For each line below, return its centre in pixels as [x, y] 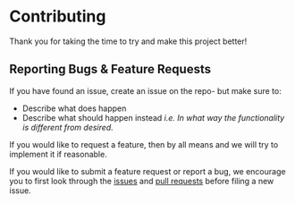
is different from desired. [67, 127]
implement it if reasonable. [58, 154]
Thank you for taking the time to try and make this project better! [128, 41]
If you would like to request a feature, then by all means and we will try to [144, 144]
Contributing [58, 17]
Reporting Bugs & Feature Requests [110, 69]
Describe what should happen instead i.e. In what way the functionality [153, 117]
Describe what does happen [74, 108]
